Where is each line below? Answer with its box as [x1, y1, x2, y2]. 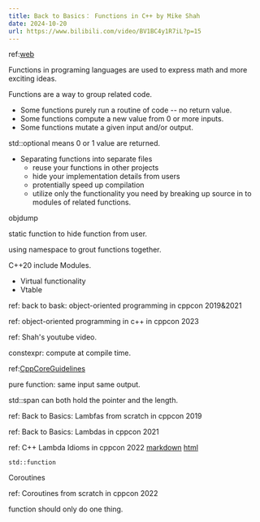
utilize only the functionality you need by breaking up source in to [32, 189, 252, 199]
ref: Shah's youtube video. [8, 332, 97, 342]
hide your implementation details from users [32, 172, 180, 182]
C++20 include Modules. [8, 261, 92, 270]
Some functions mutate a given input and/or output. [19, 123, 193, 133]
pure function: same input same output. [8, 379, 141, 389]
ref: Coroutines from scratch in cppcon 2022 [8, 489, 158, 498]
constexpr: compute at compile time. [8, 348, 132, 358]
